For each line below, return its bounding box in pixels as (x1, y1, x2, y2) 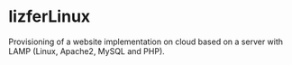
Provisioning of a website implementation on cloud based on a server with (8, 36, 284, 47)
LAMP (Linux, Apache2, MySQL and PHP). (8, 45, 166, 56)
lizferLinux (8, 6, 91, 27)
